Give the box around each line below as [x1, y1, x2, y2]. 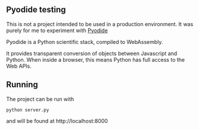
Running [6, 80, 39, 90]
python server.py [6, 107, 49, 113]
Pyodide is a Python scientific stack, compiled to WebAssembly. [6, 38, 163, 45]
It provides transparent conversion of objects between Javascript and [6, 50, 178, 57]
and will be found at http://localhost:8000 [6, 117, 108, 124]
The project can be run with [6, 95, 74, 103]
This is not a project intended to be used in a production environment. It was [6, 20, 194, 27]
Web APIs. [6, 62, 32, 69]
